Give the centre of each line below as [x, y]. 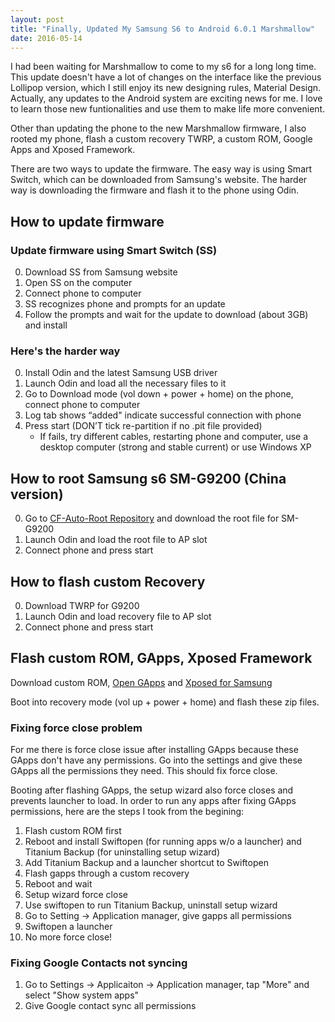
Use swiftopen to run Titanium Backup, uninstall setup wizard [151, 905]
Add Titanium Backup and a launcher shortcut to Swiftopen [146, 863]
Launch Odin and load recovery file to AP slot [118, 616]
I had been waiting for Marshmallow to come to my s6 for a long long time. [163, 67]
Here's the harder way [65, 351]
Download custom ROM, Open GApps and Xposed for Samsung [141, 682]
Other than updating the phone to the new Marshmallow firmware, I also [158, 128]
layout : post [37, 19]
